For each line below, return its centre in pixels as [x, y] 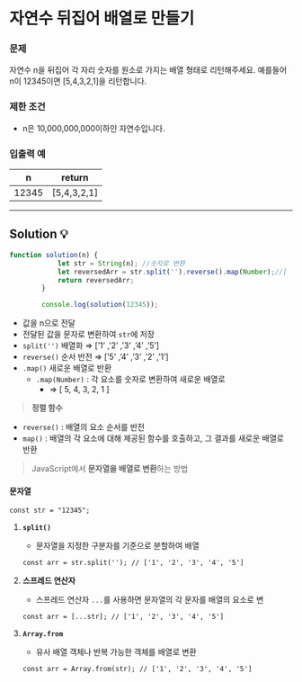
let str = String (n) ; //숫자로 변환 [121, 263]
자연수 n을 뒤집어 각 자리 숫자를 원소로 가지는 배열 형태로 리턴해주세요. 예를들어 [148, 70]
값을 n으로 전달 [49, 323]
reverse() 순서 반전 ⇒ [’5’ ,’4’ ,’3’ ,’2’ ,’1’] [95, 357]
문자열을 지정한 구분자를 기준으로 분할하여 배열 [117, 546]
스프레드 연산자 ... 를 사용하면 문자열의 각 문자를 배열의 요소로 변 [150, 600]
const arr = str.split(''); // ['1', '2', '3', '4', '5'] [133, 563]
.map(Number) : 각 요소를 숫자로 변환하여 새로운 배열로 [131, 380]
